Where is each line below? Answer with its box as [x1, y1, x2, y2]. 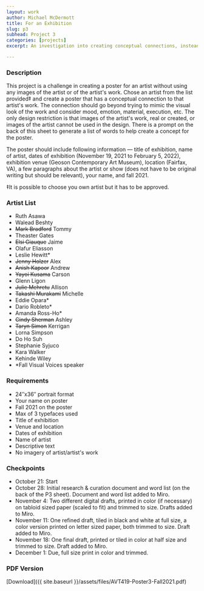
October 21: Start [15, 478, 58, 485]
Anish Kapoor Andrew [15, 264, 70, 272]
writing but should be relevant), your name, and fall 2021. [6, 172, 149, 179]
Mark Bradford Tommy [15, 225, 72, 233]
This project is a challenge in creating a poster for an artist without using [6, 82, 188, 90]
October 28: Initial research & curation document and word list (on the [15, 484, 190, 492]
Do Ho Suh [15, 336, 42, 343]
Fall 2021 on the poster [15, 403, 73, 411]
